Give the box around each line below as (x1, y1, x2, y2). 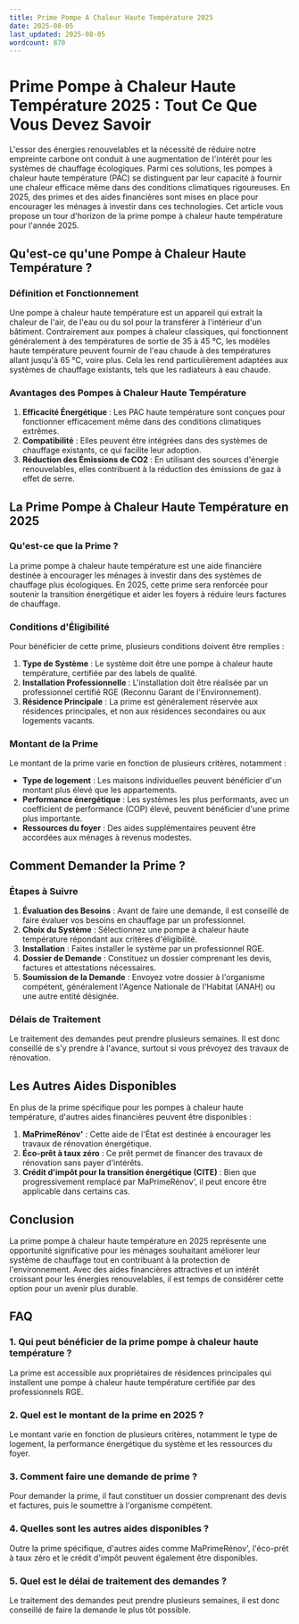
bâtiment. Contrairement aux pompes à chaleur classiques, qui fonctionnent (9, 326, 288, 336)
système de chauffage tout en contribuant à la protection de (9, 1255, 230, 1265)
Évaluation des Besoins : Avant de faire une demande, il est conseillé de (21, 905, 290, 917)
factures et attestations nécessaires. (21, 962, 156, 973)
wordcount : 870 (9, 38, 66, 47)
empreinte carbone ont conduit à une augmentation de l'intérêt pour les (9, 154, 272, 165)
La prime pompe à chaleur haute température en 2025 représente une (9, 1236, 267, 1247)
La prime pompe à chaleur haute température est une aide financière (9, 560, 262, 571)
